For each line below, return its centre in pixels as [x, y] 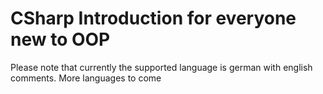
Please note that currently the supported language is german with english [161, 67]
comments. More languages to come [86, 78]
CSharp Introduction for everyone [153, 18]
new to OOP [60, 39]
